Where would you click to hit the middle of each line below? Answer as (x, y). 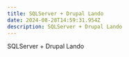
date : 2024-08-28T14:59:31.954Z (54, 20)
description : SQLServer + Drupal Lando (65, 26)
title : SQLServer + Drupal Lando (55, 14)
